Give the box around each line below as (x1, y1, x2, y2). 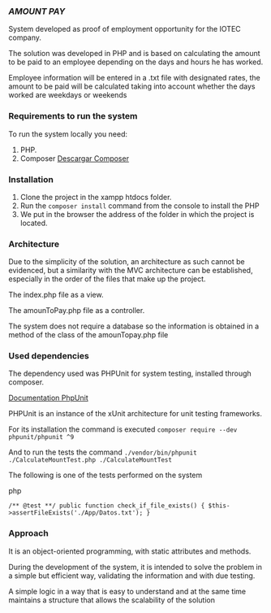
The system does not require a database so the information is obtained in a (8, 321, 260, 331)
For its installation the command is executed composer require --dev (8, 424, 238, 434)
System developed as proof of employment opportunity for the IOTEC (8, 24, 241, 34)
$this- (208, 502, 230, 510)
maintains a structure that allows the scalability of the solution (8, 595, 215, 605)
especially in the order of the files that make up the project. (8, 274, 206, 284)
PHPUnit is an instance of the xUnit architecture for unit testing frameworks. (8, 409, 262, 419)
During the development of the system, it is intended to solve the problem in (8, 562, 262, 572)
